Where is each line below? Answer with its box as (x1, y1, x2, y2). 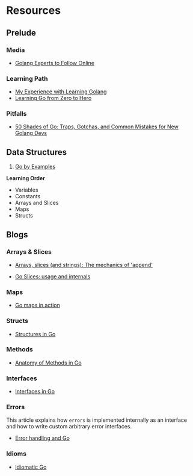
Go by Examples (14, 163, 56, 171)
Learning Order (6, 175, 45, 182)
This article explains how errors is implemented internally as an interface (6, 416, 188, 424)
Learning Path (6, 74, 48, 83)
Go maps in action (14, 302, 60, 309)
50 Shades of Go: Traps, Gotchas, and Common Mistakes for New (14, 123, 179, 130)
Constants (14, 193, 41, 200)
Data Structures (6, 147, 67, 157)
